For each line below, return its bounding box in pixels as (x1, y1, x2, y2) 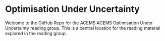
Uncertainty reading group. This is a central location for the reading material (5, 25, 161, 31)
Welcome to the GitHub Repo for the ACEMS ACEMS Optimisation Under (5, 20, 153, 26)
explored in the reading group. (5, 30, 67, 36)
